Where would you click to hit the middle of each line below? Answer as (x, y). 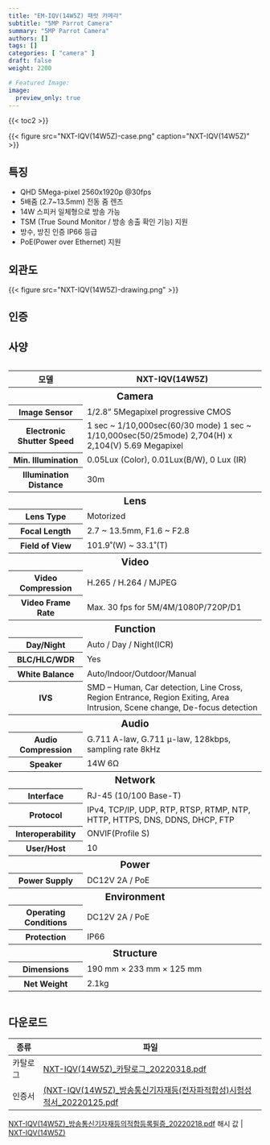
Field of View (46, 546)
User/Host (45, 848)
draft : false (30, 61)
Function (135, 629)
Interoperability (46, 834)
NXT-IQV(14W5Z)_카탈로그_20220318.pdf (125, 1068)
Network (135, 780)
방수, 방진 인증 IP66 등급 (59, 232)
